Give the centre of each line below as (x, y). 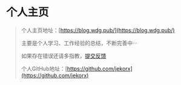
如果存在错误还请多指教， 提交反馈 (64, 55)
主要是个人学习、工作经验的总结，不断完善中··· (79, 43)
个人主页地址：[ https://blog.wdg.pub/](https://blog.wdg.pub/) (98, 30)
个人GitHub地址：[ (44, 68)
